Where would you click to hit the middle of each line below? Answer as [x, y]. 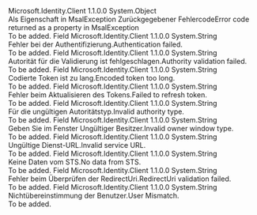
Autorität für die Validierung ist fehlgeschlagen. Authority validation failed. [128, 61]
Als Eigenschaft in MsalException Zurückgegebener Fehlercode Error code [129, 19]
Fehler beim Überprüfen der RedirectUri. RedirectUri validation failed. [120, 179]
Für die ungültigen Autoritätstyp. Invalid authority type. [96, 111]
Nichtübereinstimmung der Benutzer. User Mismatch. [94, 196]
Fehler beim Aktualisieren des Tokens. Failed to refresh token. [108, 95]
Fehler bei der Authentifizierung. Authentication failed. [96, 44]
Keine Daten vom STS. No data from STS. [75, 162]
